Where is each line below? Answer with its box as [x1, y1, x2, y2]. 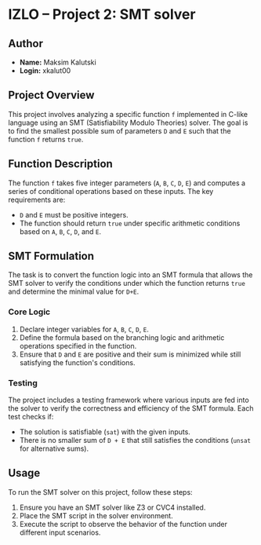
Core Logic [8, 306, 51, 317]
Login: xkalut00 [19, 66, 71, 75]
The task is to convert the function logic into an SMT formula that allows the [8, 270, 253, 280]
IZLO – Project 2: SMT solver [8, 5, 196, 24]
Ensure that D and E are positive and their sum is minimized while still [19, 349, 241, 359]
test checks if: [8, 412, 54, 422]
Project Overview [8, 89, 95, 102]
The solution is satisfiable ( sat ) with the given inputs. [19, 427, 190, 437]
